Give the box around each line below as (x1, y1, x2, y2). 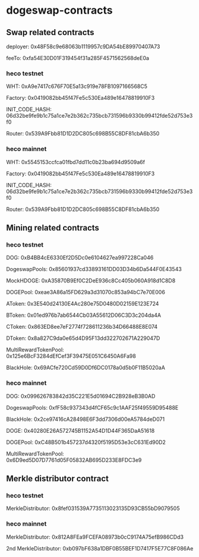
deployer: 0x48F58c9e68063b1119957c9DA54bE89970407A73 (6, 43, 160, 50)
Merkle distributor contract (6, 473, 109, 483)
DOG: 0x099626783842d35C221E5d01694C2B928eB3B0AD (6, 392, 156, 399)
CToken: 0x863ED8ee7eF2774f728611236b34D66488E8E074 (6, 323, 158, 331)
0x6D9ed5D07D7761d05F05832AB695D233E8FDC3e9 (6, 456, 142, 464)
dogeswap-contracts (6, 4, 113, 17)
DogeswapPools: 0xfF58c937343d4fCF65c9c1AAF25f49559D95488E (6, 404, 179, 411)
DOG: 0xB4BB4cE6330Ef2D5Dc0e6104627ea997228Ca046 (6, 254, 154, 262)
